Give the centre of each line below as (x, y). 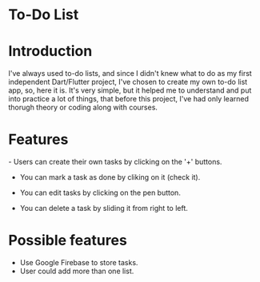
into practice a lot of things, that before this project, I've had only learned (129, 99)
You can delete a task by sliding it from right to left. (104, 209)
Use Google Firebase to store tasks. (79, 262)
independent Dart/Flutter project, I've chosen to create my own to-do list (128, 82)
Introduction (50, 52)
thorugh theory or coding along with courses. (83, 107)
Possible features (68, 240)
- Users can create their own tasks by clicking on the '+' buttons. (115, 162)
